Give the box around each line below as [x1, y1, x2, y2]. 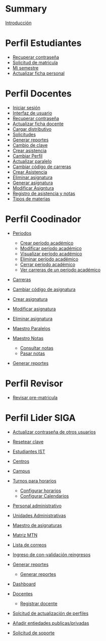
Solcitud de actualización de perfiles [12, 610, 89, 616]
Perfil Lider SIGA [5, 412, 76, 423]
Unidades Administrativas [12, 512, 67, 518]
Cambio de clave [12, 142, 48, 148]
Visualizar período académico [20, 250, 82, 256]
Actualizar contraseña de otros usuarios [12, 429, 96, 435]
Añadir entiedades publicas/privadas [12, 620, 89, 626]
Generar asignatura [12, 180, 53, 186]
